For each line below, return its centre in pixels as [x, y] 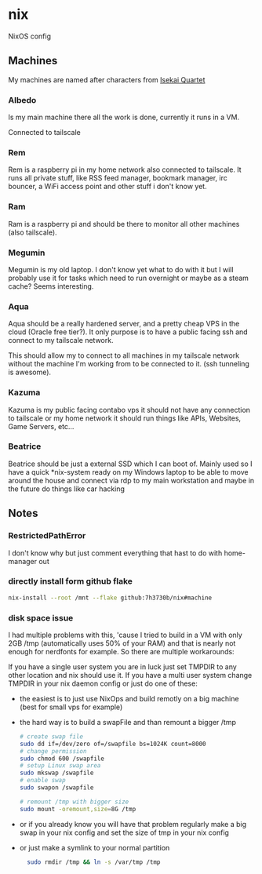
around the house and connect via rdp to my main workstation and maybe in [131, 480]
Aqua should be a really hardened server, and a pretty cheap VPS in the [124, 324]
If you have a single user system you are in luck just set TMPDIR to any [122, 666]
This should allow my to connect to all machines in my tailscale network [124, 355]
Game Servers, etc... [41, 426]
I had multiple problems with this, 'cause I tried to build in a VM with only [126, 635]
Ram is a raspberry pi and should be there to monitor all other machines [124, 224]
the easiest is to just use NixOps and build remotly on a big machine [129, 698]
